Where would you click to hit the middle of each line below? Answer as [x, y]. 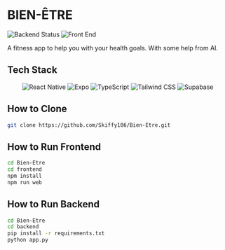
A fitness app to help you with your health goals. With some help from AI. [113, 48]
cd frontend [25, 169]
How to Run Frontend [54, 147]
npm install [25, 176]
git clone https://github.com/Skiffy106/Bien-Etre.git [89, 125]
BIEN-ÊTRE [40, 15]
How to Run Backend [54, 204]
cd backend [23, 227]
